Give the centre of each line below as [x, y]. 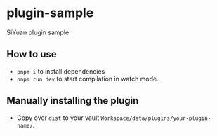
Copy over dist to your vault [58, 118]
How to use [32, 54]
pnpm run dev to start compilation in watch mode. [87, 79]
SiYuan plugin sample [38, 32]
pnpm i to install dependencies [61, 71]
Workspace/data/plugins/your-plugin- [156, 118]
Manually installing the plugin [73, 101]
